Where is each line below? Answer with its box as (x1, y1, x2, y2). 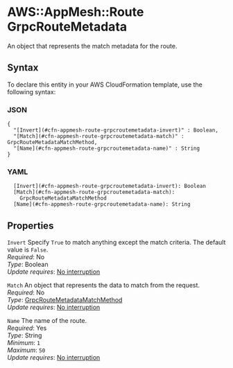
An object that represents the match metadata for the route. (7, 42, 178, 50)
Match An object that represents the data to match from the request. (7, 281, 200, 290)
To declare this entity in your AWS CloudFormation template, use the (7, 80, 202, 89)
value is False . (7, 245, 49, 254)
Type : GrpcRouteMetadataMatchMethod (7, 296, 123, 304)
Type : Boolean (7, 261, 49, 269)
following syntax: (7, 87, 56, 96)
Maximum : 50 (7, 346, 46, 354)
